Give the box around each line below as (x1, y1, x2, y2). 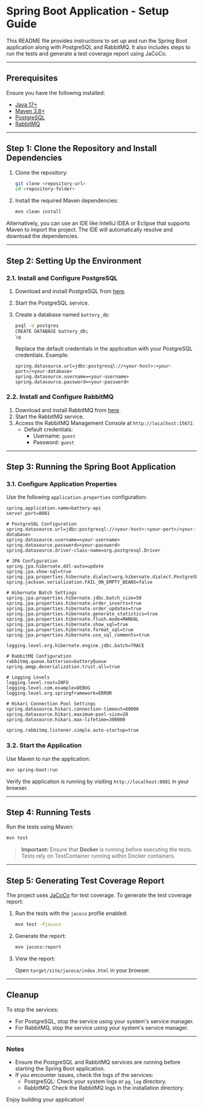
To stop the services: (6, 1006, 59, 1013)
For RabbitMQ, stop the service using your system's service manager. (14, 1024, 189, 1031)
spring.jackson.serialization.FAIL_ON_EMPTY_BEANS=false (6, 579, 153, 586)
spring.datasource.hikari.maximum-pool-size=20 (6, 711, 129, 717)
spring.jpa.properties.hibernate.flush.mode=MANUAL (6, 616, 139, 622)
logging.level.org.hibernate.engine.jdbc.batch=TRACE (6, 642, 145, 649)
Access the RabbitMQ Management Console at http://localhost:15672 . (14, 419, 195, 427)
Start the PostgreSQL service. (14, 299, 89, 306)
